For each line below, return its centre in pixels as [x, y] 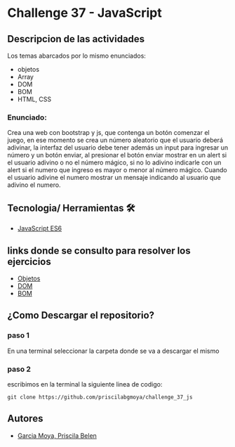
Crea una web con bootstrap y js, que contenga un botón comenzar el [108, 133]
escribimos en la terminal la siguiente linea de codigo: [85, 384]
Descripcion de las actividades [76, 39]
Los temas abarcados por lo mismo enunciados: [76, 56]
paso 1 [19, 335]
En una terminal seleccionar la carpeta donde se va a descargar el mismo [113, 351]
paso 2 [19, 369]
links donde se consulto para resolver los [99, 251]
